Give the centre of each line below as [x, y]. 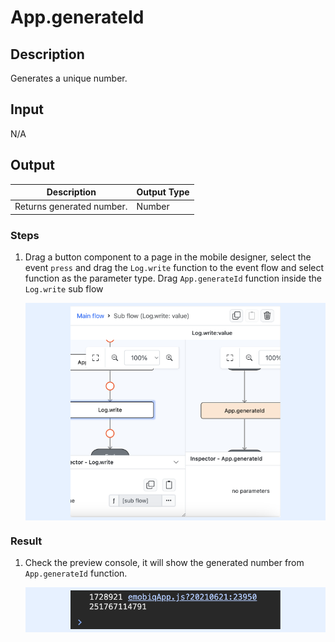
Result [26, 541]
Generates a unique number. [69, 78]
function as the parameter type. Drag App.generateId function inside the [173, 278]
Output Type [163, 192]
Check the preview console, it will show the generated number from [164, 562]
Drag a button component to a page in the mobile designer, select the [168, 257]
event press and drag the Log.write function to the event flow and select [174, 268]
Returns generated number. [71, 207]
